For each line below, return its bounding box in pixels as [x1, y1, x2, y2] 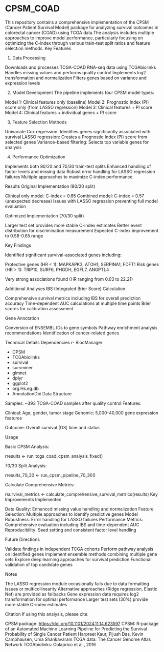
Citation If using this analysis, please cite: [5, 611, 89, 617]
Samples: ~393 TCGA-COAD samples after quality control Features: [5, 400, 142, 406]
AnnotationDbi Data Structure [12, 390, 72, 396]
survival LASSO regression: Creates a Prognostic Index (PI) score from [5, 134, 148, 140]
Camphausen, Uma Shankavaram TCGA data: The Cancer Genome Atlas [5, 636, 151, 642]
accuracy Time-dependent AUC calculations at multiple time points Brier [5, 300, 151, 306]
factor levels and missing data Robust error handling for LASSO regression [5, 168, 155, 175]
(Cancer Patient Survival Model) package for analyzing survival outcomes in [5, 24, 159, 30]
